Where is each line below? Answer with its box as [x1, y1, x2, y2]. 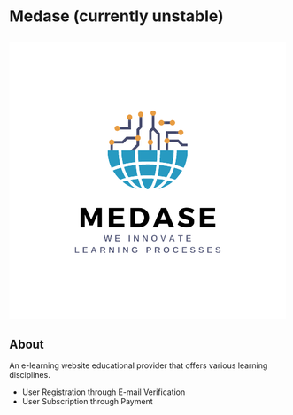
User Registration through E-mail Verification [21, 387, 186, 397]
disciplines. [9, 370, 50, 380]
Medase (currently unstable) [9, 6, 224, 27]
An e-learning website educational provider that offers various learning [9, 360, 268, 371]
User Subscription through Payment [21, 396, 153, 407]
